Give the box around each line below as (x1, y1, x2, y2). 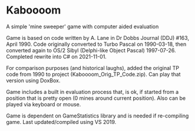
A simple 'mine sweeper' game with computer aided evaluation (6, 23, 159, 30)
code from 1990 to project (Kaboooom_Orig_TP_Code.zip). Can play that (6, 70, 181, 78)
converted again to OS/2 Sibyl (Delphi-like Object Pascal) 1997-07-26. (6, 46, 176, 53)
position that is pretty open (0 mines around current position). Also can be (6, 95, 186, 102)
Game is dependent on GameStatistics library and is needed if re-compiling (6, 112, 189, 119)
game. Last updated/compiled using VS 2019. (6, 118, 117, 125)
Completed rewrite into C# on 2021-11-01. (6, 53, 107, 60)
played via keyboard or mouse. (6, 100, 81, 108)
